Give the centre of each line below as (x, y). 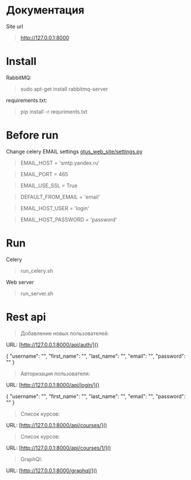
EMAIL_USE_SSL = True (49, 186)
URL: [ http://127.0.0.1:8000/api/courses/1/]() (58, 448)
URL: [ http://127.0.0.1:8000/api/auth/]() (52, 344)
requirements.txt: (27, 100)
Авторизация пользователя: (55, 373)
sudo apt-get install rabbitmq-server (64, 89)
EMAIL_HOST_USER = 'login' (55, 208)
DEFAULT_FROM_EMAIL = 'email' (60, 197)
